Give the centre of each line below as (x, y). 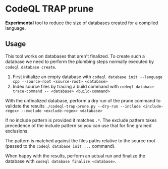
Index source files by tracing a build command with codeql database (83, 86)
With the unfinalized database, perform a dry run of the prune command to (83, 100)
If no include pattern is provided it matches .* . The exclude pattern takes (81, 120)
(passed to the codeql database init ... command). (61, 146)
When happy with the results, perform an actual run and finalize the (75, 156)
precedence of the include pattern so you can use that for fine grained (78, 125)
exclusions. (17, 131)
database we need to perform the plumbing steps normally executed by (80, 62)
